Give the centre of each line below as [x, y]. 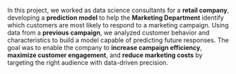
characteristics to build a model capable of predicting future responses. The [118, 40]
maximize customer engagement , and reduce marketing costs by [105, 55]
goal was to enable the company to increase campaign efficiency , [105, 48]
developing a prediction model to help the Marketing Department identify [116, 18]
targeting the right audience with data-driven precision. [88, 62]
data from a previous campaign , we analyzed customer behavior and [108, 32]
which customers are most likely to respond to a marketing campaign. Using [118, 25]
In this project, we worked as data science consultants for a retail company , [118, 10]
